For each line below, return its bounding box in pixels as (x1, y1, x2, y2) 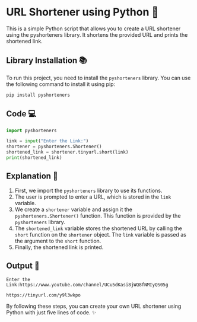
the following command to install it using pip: (6, 80, 116, 88)
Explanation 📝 (6, 171, 58, 181)
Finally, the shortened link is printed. (14, 243, 104, 251)
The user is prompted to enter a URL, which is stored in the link (14, 193, 171, 200)
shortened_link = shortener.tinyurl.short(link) (6, 149, 129, 155)
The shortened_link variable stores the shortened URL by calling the (14, 225, 182, 232)
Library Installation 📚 (6, 56, 88, 66)
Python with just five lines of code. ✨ (6, 308, 97, 316)
